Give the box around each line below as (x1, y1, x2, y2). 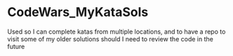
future (7, 42, 25, 50)
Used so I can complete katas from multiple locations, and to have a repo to (7, 27, 226, 36)
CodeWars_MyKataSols (7, 4, 149, 20)
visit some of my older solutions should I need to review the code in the (7, 34, 214, 43)
